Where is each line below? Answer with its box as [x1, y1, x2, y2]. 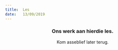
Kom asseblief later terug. [56, 39, 109, 45]
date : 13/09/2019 [5, 12, 45, 17]
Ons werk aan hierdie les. [51, 28, 114, 35]
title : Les [5, 7, 29, 12]
